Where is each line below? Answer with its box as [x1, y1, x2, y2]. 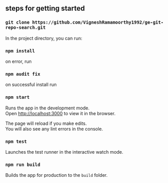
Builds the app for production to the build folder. [5, 172, 108, 178]
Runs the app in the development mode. [5, 105, 90, 111]
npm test [5, 138, 27, 144]
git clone [5, 20, 30, 25]
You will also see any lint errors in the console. [5, 125, 103, 132]
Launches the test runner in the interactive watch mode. [5, 149, 124, 155]
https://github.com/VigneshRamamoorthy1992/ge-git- [32, 20, 164, 25]
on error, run [5, 58, 32, 64]
